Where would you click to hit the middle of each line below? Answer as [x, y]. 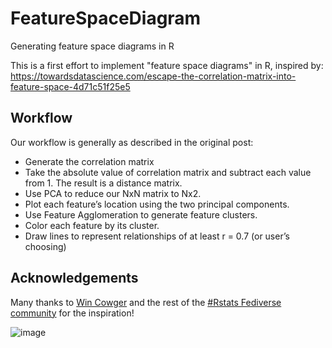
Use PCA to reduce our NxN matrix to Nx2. [113, 193]
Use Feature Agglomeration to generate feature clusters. [141, 214]
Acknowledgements [74, 278]
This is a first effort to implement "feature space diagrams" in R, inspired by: [167, 65]
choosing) [45, 246]
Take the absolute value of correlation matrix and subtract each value [168, 172]
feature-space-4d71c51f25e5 [70, 86]
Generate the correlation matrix [89, 161]
